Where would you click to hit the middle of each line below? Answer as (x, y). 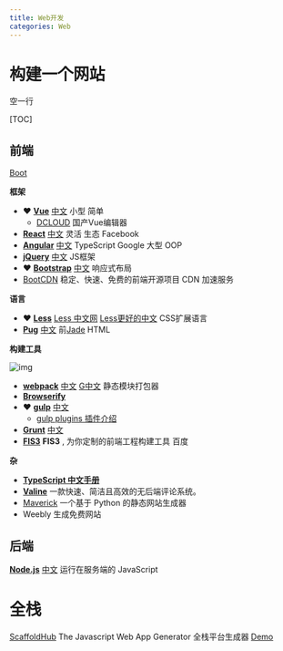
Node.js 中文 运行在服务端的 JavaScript (84, 570)
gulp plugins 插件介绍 (76, 418)
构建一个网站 (58, 74)
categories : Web (40, 26)
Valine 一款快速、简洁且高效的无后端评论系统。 (112, 491)
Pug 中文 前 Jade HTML (66, 330)
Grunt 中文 (43, 430)
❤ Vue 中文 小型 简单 (63, 212)
